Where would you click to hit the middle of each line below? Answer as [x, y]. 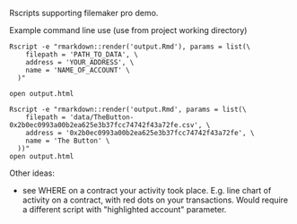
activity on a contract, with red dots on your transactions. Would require [155, 200]
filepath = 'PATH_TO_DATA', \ [82, 55]
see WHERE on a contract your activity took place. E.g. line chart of [147, 190]
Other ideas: [32, 173]
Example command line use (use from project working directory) [128, 30]
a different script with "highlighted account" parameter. [124, 209]
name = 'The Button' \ [68, 141]
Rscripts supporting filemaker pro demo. [84, 13]
